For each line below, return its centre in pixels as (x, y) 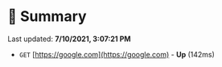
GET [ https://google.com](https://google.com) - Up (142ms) (117, 54)
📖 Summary (47, 17)
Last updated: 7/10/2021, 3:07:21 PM (69, 39)
